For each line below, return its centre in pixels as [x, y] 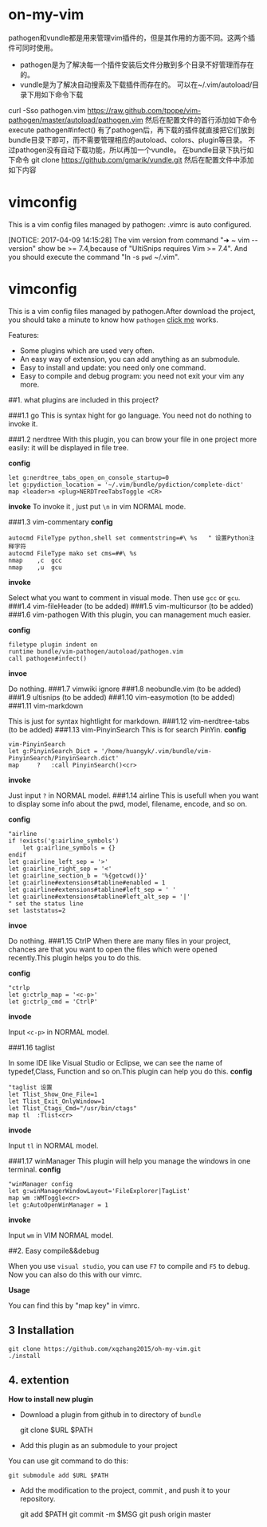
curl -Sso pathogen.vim [47, 110]
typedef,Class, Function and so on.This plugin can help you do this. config [130, 1071]
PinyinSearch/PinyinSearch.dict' [64, 758]
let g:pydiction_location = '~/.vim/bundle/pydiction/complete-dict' [126, 485]
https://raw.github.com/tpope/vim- [144, 110]
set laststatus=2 [37, 910]
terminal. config [35, 1169]
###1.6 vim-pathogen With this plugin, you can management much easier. [130, 614]
